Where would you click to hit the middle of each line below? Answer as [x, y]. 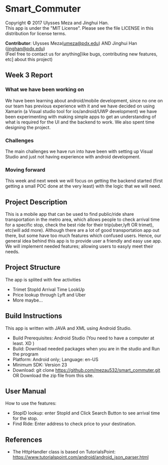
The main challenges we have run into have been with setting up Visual [79, 151]
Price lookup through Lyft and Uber [49, 295]
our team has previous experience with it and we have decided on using [80, 106]
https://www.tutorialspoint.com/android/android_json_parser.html [80, 457]
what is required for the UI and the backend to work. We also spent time [80, 122]
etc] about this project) [29, 59]
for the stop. [25, 419]
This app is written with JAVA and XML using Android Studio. [69, 328]
